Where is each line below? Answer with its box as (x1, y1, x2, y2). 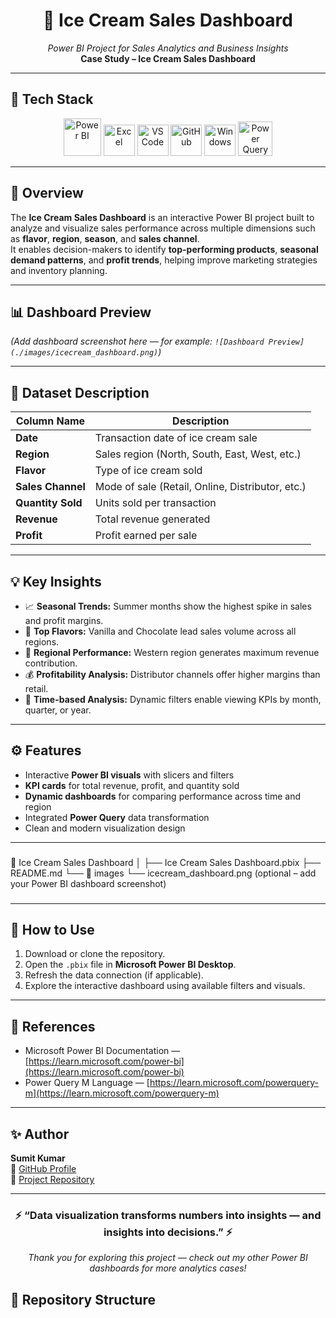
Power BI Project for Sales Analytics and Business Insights (47, 42, 289, 54)
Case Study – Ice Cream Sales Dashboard (80, 52, 256, 64)
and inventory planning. (10, 264, 108, 276)
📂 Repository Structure (10, 1291, 156, 1308)
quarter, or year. (24, 704, 92, 716)
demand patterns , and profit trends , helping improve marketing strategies (10, 254, 318, 266)
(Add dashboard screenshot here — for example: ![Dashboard (10, 335, 265, 348)
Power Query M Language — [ (24, 1077, 150, 1089)
